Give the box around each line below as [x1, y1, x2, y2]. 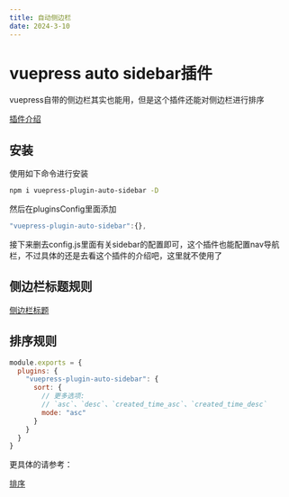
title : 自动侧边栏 [9, 13, 72, 23]
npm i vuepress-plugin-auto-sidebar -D [9, 186, 159, 195]
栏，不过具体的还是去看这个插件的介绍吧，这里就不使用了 [9, 250, 222, 261]
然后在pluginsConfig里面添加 [9, 203, 117, 214]
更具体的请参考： [9, 459, 73, 470]
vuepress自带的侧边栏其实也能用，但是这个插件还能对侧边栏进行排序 [9, 95, 265, 105]
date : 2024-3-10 [9, 22, 70, 31]
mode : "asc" [41, 408, 87, 417]
